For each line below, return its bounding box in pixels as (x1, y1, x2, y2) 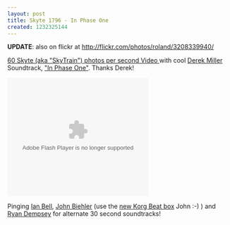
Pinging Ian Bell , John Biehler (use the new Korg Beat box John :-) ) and (7, 202, 217, 211)
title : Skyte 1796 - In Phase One (7, 17, 109, 24)
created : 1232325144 (7, 23, 68, 30)
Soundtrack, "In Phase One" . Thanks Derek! (7, 64, 135, 72)
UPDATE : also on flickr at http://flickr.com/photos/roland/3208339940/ (7, 43, 214, 51)
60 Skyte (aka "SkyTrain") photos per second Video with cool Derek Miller (7, 56, 223, 65)
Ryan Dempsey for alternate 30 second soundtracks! (7, 210, 161, 218)
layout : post (7, 10, 46, 18)
